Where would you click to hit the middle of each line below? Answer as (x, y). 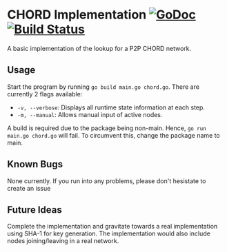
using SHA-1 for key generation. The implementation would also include (109, 233)
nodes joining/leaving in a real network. (63, 241)
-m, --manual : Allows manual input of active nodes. (90, 114)
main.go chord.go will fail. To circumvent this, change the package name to (114, 135)
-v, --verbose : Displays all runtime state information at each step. (111, 107)
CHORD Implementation (77, 15)
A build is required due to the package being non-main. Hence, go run (107, 128)
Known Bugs (35, 164)
